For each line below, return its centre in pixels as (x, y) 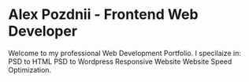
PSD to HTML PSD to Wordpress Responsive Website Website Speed (120, 61)
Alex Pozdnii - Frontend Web (103, 15)
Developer (43, 31)
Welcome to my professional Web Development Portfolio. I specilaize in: (125, 53)
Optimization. (30, 69)
